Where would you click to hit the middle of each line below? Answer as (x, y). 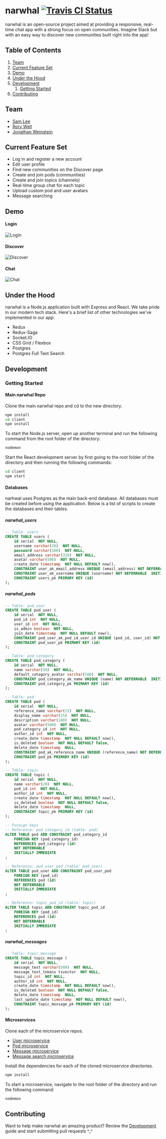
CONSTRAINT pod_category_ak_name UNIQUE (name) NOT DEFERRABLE (81, 679)
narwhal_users (21, 520)
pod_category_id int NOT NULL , (47, 729)
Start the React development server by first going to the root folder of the (80, 457)
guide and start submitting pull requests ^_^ (49, 1131)
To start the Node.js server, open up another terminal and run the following (81, 434)
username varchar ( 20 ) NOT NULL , (48, 546)
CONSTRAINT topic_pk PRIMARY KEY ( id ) (54, 812)
